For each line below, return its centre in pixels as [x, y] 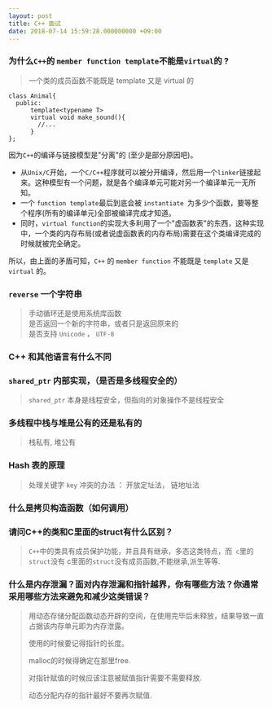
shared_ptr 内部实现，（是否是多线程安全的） [96, 380]
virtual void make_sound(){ [78, 117]
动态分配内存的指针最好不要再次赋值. [90, 695]
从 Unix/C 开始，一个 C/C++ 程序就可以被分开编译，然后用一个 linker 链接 [137, 172]
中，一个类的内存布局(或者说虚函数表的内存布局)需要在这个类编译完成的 [141, 233]
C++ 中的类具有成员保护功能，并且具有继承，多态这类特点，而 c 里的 [141, 551]
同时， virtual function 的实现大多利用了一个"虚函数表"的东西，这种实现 [142, 223]
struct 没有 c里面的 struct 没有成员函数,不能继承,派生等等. [124, 561]
